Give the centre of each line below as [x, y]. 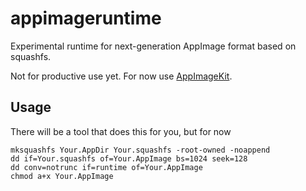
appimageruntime [86, 18]
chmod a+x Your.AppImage [62, 176]
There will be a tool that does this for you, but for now [121, 131]
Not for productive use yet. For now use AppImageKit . [121, 76]
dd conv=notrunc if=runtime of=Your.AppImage [106, 167]
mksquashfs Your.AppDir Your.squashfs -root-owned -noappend [140, 150]
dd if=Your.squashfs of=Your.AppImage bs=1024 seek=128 [129, 158]
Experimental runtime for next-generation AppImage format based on [153, 46]
